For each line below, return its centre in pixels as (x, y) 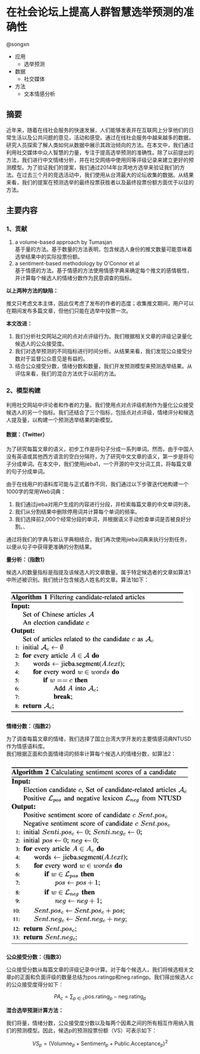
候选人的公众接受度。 (41, 344)
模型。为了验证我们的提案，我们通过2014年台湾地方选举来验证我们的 (96, 167)
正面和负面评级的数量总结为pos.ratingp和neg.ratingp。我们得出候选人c (107, 977)
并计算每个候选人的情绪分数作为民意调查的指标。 (75, 278)
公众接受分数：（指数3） (35, 957)
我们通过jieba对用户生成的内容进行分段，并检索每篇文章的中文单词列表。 (104, 504)
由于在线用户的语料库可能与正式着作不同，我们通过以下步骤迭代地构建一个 (97, 484)
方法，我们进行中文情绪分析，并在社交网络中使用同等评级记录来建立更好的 (97, 160)
